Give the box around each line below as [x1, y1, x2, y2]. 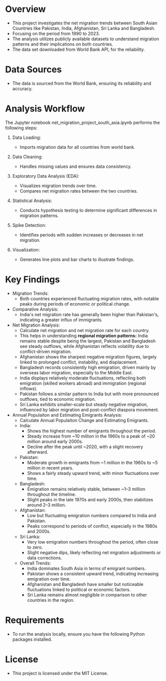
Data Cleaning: [12, 153, 43, 160]
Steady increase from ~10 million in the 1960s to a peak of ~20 [27, 433, 155, 439]
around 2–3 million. [27, 502, 66, 508]
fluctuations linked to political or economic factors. [27, 586, 131, 592]
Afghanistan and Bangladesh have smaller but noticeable [27, 581, 144, 587]
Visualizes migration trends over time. [19, 183, 97, 189]
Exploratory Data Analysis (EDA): [12, 173, 80, 179]
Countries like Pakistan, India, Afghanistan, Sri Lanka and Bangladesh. [12, 25, 156, 31]
